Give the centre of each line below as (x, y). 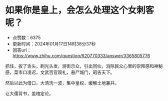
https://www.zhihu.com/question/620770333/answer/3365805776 (81, 55)
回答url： (22, 50)
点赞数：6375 (26, 37)
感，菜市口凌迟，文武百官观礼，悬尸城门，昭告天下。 (60, 72)
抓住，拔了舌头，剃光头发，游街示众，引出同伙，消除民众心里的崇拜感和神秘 (84, 66)
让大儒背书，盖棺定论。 (29, 93)
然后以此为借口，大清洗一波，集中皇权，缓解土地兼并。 (62, 82)
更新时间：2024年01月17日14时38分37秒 (54, 43)
